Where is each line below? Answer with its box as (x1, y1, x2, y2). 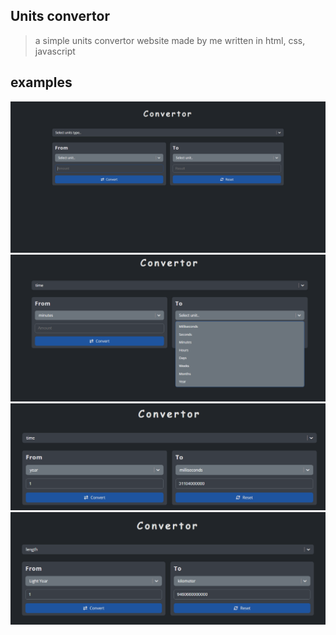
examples (10, 74, 73, 91)
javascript (34, 45, 76, 57)
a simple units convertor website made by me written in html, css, (34, 34, 306, 46)
